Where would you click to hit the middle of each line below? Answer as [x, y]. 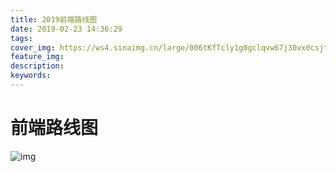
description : [37, 66]
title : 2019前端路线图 [54, 19]
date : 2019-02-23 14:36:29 [66, 29]
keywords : [31, 76]
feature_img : [37, 57]
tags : [21, 38]
